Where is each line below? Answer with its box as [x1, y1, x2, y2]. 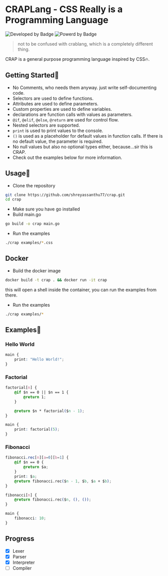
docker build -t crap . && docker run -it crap [5, 277, 107, 282]
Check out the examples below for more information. [12, 154, 123, 160]
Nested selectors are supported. [12, 122, 80, 128]
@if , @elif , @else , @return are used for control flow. [12, 116, 119, 122]
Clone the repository [12, 182, 55, 188]
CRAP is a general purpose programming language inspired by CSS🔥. [5, 56, 150, 62]
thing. [17, 46, 30, 52]
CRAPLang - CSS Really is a [5, 4, 123, 15]
